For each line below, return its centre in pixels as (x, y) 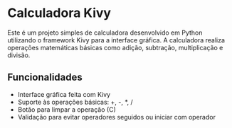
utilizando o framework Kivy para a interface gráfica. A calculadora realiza (116, 40)
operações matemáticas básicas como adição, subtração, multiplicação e (115, 47)
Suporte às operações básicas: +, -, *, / (75, 102)
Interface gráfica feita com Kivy (64, 94)
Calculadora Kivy (59, 13)
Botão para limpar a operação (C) (67, 109)
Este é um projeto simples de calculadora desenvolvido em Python (105, 33)
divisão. (19, 55)
